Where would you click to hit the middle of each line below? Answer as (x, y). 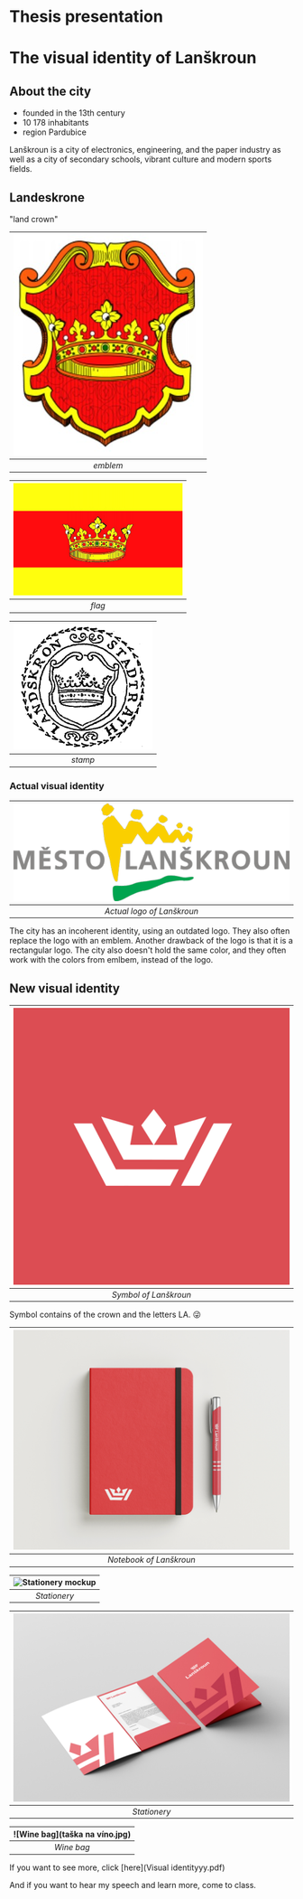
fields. (21, 169)
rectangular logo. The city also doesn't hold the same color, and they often (148, 950)
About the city (50, 91)
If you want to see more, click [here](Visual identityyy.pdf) (117, 1867)
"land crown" (34, 219)
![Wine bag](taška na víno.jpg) (72, 1834)
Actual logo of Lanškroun (151, 911)
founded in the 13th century (74, 113)
